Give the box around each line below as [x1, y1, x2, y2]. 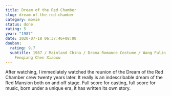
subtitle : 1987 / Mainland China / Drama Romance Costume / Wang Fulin [10, 50, 166, 55]
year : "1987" [5, 31, 33, 36]
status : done [5, 21, 33, 27]
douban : [5, 41, 22, 46]
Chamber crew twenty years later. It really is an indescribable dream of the [5, 75, 163, 81]
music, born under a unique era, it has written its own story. [5, 85, 131, 91]
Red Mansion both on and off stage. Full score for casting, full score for [5, 80, 156, 86]
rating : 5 [5, 27, 27, 32]
